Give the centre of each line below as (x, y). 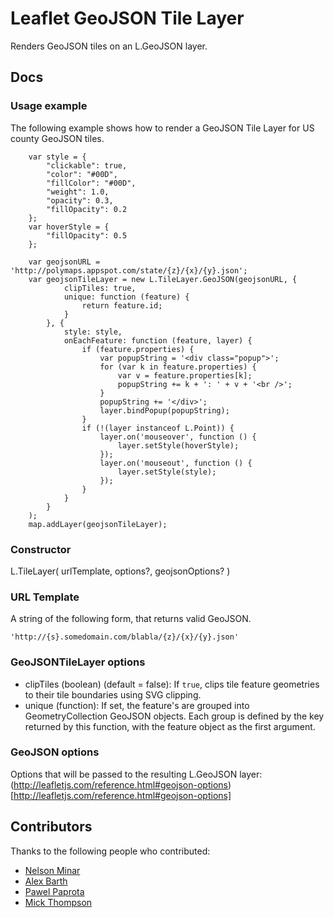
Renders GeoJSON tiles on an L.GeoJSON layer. (109, 46)
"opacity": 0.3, (80, 200)
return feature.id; (122, 305)
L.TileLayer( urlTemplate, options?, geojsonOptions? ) (120, 571)
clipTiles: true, (100, 288)
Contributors (51, 827)
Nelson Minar (52, 870)
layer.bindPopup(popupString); (164, 410)
